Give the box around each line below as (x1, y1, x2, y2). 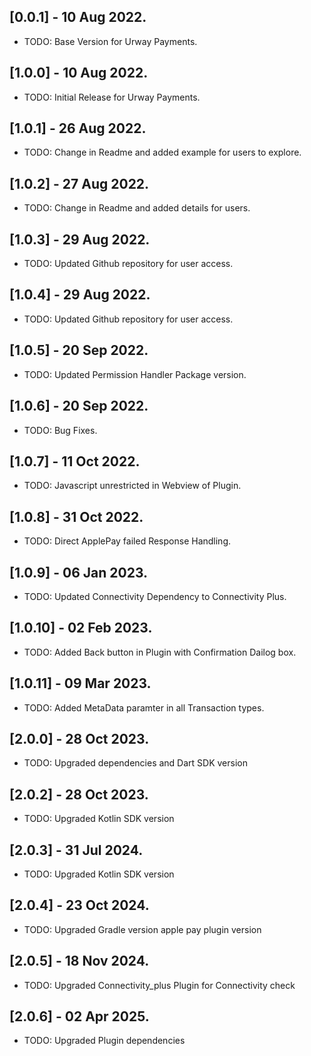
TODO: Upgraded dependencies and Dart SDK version (23, 757, 248, 769)
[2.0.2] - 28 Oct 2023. (9, 786, 149, 803)
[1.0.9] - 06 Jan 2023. (9, 564, 149, 581)
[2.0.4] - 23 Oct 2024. (9, 897, 150, 914)
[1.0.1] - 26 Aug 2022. (9, 120, 147, 137)
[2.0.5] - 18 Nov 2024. (9, 953, 150, 970)
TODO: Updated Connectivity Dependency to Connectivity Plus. (23, 590, 287, 602)
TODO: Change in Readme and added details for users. (23, 202, 251, 214)
